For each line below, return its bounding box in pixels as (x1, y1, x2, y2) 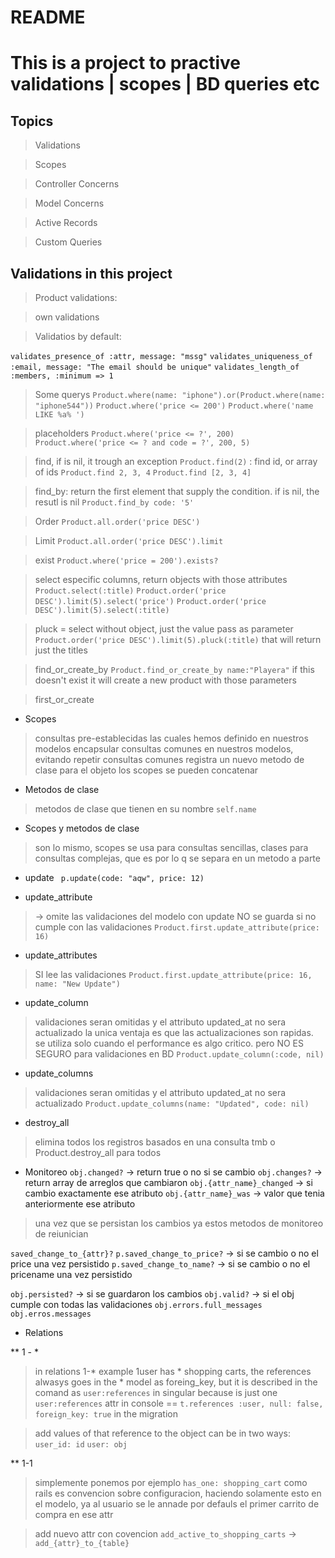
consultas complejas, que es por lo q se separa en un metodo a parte (34, 852, 321, 864)
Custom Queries (34, 236, 103, 248)
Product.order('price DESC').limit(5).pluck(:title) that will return (34, 634, 322, 645)
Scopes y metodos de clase (24, 822, 140, 834)
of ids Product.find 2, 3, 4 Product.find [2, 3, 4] (34, 466, 252, 478)
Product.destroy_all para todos (34, 1147, 162, 1158)
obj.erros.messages (10, 1309, 92, 1319)
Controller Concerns (34, 178, 120, 190)
